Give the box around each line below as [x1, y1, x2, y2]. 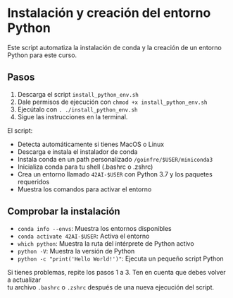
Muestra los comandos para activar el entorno [17, 185, 152, 193]
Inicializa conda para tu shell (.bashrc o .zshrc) [17, 162, 153, 171]
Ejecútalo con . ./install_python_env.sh [17, 105, 138, 114]
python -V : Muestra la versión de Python [17, 246, 135, 255]
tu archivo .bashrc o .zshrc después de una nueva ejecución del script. [7, 282, 215, 291]
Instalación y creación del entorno [7, 5, 211, 21]
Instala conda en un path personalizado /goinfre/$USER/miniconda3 [17, 155, 213, 163]
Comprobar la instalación [7, 205, 121, 217]
